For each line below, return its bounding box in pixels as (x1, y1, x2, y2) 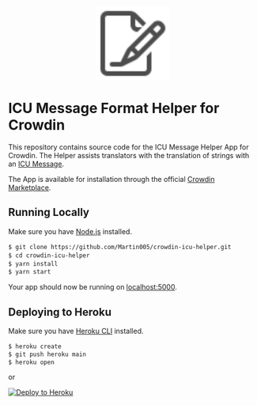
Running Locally (8, 206, 89, 219)
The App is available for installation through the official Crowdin (8, 174, 215, 184)
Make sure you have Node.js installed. (8, 226, 133, 236)
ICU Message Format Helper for (8, 100, 220, 117)
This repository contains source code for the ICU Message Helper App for (8, 142, 249, 152)
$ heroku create (8, 343, 62, 350)
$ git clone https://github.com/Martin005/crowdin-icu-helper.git (8, 243, 232, 251)
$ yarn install (8, 259, 59, 267)
